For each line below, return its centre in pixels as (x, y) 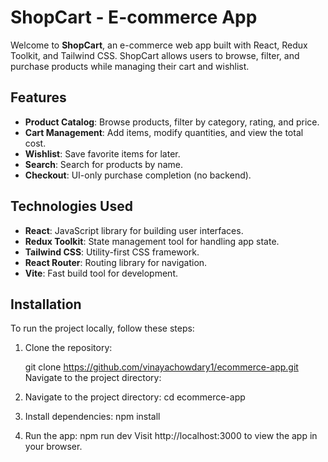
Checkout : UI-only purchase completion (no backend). (138, 175)
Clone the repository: (68, 348)
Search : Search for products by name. (103, 164)
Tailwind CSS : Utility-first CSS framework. (112, 252)
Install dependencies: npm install (92, 417)
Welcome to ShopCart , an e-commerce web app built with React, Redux (159, 45)
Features (38, 97)
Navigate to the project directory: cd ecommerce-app (135, 397)
